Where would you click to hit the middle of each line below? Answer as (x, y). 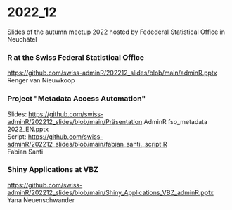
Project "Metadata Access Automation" (77, 99)
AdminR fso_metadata (176, 121)
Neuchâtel (22, 39)
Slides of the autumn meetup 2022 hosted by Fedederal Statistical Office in (116, 32)
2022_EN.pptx (28, 129)
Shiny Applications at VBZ (53, 170)
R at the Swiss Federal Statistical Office (76, 57)
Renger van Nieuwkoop (41, 80)
